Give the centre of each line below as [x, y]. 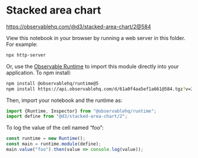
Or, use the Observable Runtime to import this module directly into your [93, 66]
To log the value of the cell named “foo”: [55, 128]
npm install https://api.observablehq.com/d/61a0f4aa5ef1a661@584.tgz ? [96, 89]
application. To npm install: [39, 73]
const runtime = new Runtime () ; [46, 139]
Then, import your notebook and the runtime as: [64, 100]
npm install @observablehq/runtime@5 [52, 83]
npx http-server [26, 55]
